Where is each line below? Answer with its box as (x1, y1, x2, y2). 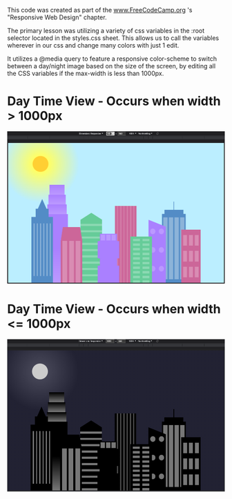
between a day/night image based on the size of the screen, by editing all (7, 62, 216, 70)
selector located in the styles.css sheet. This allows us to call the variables (7, 34, 220, 42)
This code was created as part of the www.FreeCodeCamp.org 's (7, 6, 193, 14)
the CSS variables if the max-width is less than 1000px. (7, 69, 164, 77)
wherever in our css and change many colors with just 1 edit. (7, 41, 180, 49)
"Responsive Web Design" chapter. (7, 13, 107, 21)
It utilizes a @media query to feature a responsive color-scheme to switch (7, 55, 217, 63)
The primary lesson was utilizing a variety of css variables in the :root (7, 27, 205, 35)
